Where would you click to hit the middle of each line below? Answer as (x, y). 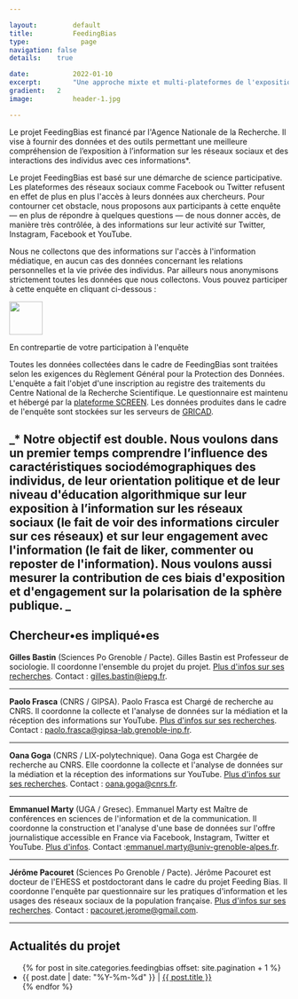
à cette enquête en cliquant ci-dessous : (83, 288)
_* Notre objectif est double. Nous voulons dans (144, 440)
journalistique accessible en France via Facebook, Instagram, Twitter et (139, 837)
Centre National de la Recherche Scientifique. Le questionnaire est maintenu (149, 392)
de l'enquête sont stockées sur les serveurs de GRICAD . (112, 411)
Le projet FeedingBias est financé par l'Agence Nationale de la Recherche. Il (148, 132)
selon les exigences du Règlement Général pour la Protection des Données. (147, 374)
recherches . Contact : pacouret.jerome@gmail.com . (104, 909)
